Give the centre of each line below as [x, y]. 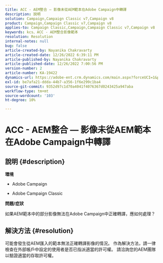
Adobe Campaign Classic [37, 193]
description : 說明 [23, 14]
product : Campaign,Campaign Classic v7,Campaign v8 [58, 23]
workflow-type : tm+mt [27, 91]
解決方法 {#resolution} [39, 231]
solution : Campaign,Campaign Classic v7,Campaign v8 [59, 19]
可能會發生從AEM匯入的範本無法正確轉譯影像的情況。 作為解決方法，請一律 [81, 243]
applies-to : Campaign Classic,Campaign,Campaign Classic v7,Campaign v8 [80, 28]
